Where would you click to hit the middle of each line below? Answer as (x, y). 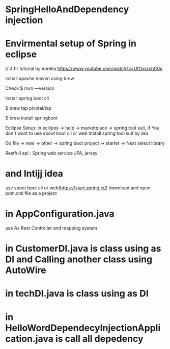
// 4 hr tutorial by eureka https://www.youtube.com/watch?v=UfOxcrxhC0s (84, 69)
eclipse (21, 54)
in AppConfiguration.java (60, 214)
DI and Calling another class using (79, 259)
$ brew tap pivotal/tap (29, 108)
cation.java (29, 339)
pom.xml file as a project (31, 193)
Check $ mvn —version (30, 88)
